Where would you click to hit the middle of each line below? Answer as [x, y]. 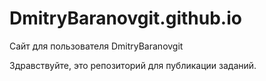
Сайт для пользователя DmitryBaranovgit [96, 46]
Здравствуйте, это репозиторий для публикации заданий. [133, 65]
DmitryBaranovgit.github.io [125, 18]
